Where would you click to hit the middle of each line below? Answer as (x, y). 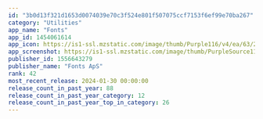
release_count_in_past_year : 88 (61, 88)
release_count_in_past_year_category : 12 (77, 96)
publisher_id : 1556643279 (50, 59)
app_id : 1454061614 (40, 37)
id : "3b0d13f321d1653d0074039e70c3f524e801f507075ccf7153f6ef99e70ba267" (131, 15)
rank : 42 (22, 74)
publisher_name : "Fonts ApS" (56, 67)
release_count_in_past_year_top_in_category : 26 (89, 103)
